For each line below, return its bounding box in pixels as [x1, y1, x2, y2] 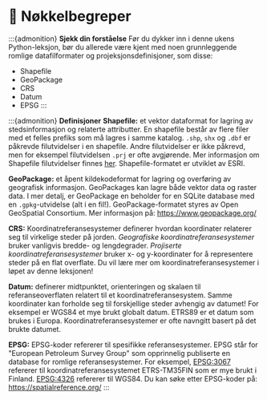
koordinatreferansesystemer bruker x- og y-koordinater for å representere [8, 248, 253, 259]
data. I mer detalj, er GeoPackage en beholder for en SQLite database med [8, 191, 255, 200]
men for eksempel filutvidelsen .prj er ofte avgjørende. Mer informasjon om [8, 150, 260, 160]
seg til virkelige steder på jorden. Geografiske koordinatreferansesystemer [8, 232, 255, 241]
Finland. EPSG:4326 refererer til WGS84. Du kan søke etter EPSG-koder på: [8, 374, 258, 383]
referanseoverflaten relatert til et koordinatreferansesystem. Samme [8, 290, 233, 300]
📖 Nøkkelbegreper [8, 7, 131, 26]
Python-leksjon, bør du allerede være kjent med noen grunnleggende [8, 42, 237, 51]
